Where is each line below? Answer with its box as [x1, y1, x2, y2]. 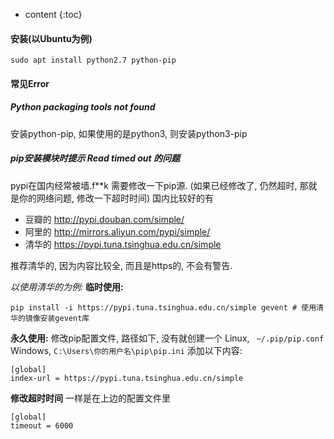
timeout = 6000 [10, 420, 74, 431]
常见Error [10, 77, 50, 89]
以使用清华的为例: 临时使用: [10, 280, 124, 293]
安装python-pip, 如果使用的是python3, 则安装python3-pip [10, 127, 248, 139]
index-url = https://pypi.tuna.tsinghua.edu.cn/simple [10, 373, 244, 383]
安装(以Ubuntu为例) [10, 32, 93, 44]
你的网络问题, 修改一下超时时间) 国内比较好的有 [18, 192, 215, 204]
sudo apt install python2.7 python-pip [10, 55, 177, 66]
